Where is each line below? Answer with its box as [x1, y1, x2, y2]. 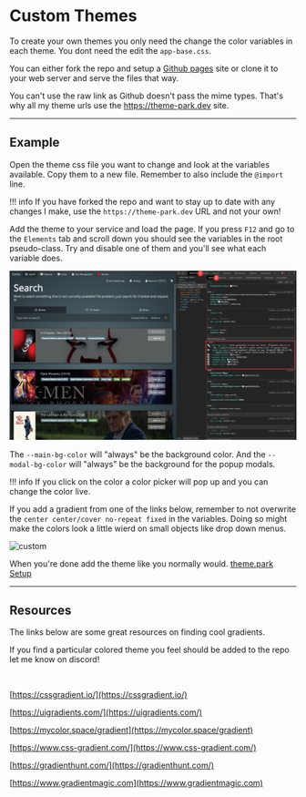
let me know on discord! [9, 654, 100, 665]
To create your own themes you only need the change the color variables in [9, 36, 293, 46]
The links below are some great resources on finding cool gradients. [9, 627, 266, 638]
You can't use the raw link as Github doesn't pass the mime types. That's [9, 90, 284, 101]
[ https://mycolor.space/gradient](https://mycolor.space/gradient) [9, 725, 253, 736]
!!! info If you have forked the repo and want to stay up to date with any [9, 196, 276, 207]
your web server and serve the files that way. [9, 72, 179, 83]
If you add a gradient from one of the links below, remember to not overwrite [9, 503, 297, 515]
